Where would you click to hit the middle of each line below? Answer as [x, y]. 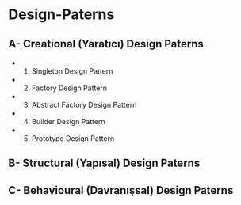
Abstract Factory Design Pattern [84, 105]
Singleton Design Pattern [72, 71]
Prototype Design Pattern [73, 139]
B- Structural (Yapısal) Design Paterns [104, 163]
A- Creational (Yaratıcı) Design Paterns [106, 44]
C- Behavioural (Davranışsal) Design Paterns [121, 190]
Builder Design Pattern [68, 121]
